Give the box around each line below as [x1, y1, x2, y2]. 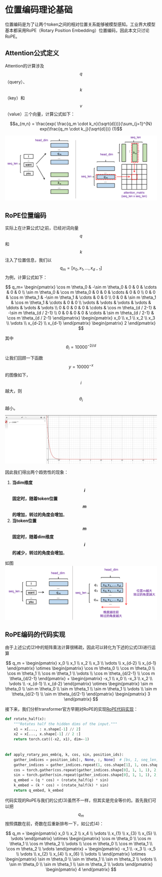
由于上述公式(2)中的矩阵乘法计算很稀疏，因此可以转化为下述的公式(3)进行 [5, 644, 152, 650]
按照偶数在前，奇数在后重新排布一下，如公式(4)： [5, 820, 104, 827]
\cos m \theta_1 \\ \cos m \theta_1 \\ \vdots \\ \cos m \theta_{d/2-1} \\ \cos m [7, 670, 155, 676]
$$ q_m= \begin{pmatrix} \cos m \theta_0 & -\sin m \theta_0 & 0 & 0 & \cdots [5, 284, 157, 290]
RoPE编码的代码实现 [5, 631, 66, 639]
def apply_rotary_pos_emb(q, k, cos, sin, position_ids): [5, 752, 124, 757]
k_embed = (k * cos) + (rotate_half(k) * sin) [13, 783, 109, 788]
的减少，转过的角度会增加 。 [12, 550, 67, 556]
